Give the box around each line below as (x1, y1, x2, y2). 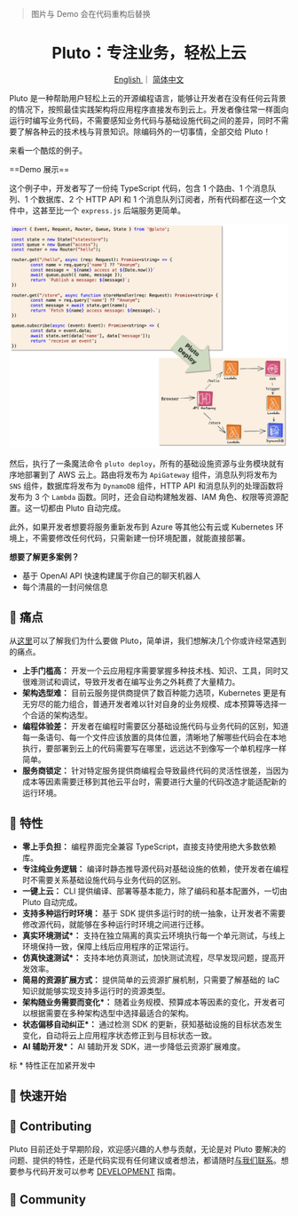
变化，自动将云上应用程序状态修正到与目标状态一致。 (21, 1029, 217, 1040)
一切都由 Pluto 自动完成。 (32, 502, 126, 513)
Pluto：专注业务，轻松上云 (51, 44, 247, 63)
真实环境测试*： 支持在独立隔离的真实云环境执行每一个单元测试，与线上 (21, 930, 286, 941)
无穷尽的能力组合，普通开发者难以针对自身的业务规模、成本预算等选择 (21, 698, 279, 709)
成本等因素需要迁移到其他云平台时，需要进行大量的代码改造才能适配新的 (21, 776, 286, 787)
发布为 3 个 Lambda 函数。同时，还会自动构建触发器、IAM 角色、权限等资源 (9, 491, 281, 502)
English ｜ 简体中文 (114, 74, 184, 84)
